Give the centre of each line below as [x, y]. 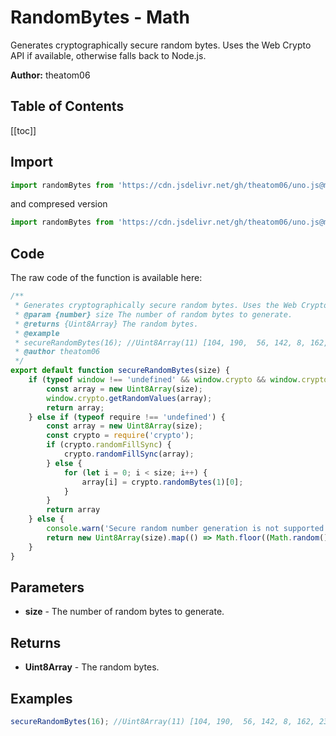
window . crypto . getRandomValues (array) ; [129, 398]
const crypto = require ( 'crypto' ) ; [120, 436]
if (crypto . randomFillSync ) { [109, 445]
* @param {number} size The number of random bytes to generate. [153, 314]
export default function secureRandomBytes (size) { [120, 371]
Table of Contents [67, 106]
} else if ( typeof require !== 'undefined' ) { [127, 417]
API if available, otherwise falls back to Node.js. [108, 55]
